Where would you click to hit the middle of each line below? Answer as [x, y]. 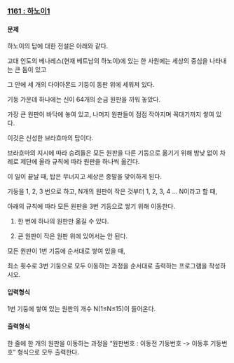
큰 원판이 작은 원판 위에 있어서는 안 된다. [73, 236]
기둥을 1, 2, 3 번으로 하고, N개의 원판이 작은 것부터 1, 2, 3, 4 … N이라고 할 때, [112, 191]
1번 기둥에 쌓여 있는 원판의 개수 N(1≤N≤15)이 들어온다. [82, 309]
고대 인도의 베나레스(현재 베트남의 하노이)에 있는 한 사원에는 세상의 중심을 [108, 61]
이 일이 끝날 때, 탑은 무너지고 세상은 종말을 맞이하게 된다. [85, 177]
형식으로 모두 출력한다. [48, 352]
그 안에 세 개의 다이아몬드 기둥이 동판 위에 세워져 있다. [81, 85]
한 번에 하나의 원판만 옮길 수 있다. [63, 221]
